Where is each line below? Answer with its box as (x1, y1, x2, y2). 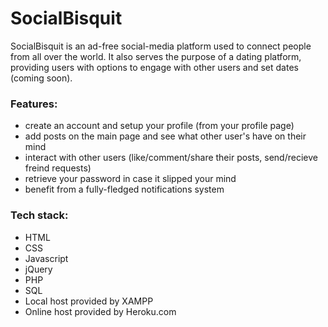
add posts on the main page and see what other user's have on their (24, 130, 307, 142)
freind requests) (24, 162, 92, 174)
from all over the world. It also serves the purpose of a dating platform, (10, 50, 302, 62)
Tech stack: (10, 208, 69, 222)
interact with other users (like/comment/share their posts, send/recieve (24, 152, 318, 164)
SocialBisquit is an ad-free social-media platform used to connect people (10, 40, 312, 52)
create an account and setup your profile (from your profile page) (24, 120, 295, 132)
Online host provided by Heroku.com (24, 305, 177, 317)
